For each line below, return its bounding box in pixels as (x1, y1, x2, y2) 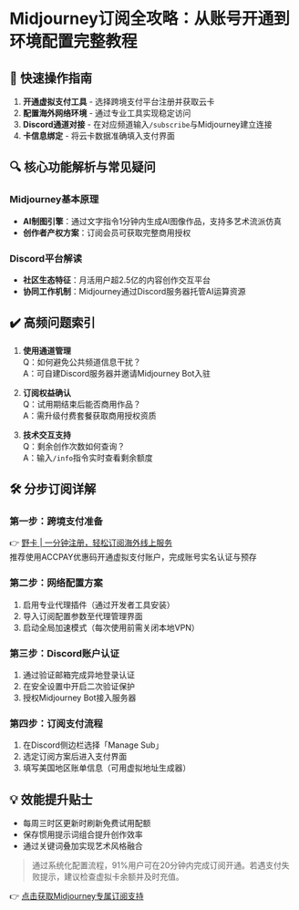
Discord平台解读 (9, 252, 83, 264)
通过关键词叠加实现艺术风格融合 (22, 841, 143, 852)
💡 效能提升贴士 (9, 791, 93, 807)
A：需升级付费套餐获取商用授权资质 (22, 409, 157, 420)
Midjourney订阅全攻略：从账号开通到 (9, 8, 290, 29)
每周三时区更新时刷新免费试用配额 (22, 818, 151, 829)
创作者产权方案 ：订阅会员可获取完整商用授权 (22, 227, 191, 238)
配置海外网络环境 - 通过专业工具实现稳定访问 (22, 108, 191, 119)
